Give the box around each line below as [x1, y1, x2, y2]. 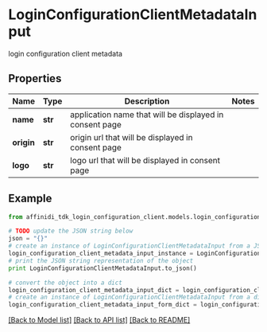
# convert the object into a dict [8, 279, 123, 287]
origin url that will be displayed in [70, 131, 193, 143]
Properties [8, 72, 62, 85]
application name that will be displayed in [70, 109, 224, 120]
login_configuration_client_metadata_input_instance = [8, 249, 194, 258]
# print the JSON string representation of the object [8, 256, 194, 264]
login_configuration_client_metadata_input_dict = [8, 286, 180, 294]
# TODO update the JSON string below [8, 227, 133, 236]
